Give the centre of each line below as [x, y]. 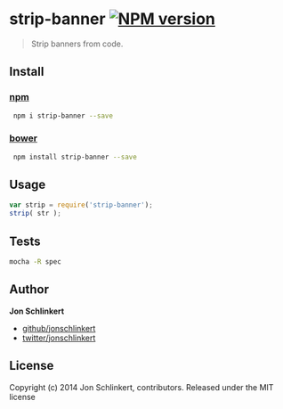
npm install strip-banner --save [75, 157]
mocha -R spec [36, 262]
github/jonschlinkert [59, 328]
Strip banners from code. [77, 44]
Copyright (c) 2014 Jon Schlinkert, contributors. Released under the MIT [141, 387]
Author [29, 290]
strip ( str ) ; [36, 214]
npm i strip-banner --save [63, 116]
